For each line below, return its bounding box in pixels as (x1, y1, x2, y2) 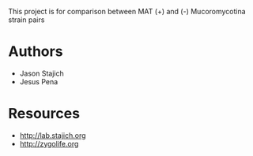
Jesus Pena (19, 76, 59, 86)
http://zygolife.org (19, 139, 79, 148)
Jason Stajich (19, 69, 65, 78)
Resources (8, 105, 81, 123)
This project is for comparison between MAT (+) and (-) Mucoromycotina (8, 7, 247, 16)
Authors (8, 43, 63, 61)
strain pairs (8, 15, 45, 24)
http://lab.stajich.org (19, 130, 86, 140)
